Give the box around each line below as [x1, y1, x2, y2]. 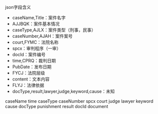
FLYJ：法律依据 [12, 83, 44, 88]
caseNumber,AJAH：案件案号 [12, 33, 73, 39]
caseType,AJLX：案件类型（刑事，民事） [12, 27, 96, 33]
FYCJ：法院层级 [12, 70, 45, 76]
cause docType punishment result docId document [5, 104, 108, 109]
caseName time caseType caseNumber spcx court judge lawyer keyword [5, 98, 154, 104]
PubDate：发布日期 [12, 64, 52, 70]
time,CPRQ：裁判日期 [12, 58, 56, 63]
